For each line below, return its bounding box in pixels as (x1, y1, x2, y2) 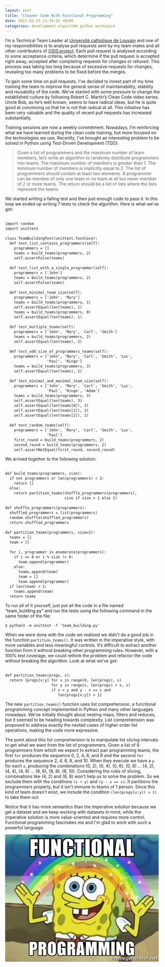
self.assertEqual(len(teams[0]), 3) (14, 403, 89, 408)
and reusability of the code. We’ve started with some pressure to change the (5, 89, 160, 95)
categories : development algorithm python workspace (5, 24, 115, 29)
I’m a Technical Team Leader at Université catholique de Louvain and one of (5, 37, 159, 44)
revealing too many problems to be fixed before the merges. (5, 69, 127, 75)
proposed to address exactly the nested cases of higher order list (5, 722, 137, 728)
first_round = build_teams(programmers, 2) (14, 438, 105, 442)
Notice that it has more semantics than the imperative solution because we (5, 804, 156, 810)
